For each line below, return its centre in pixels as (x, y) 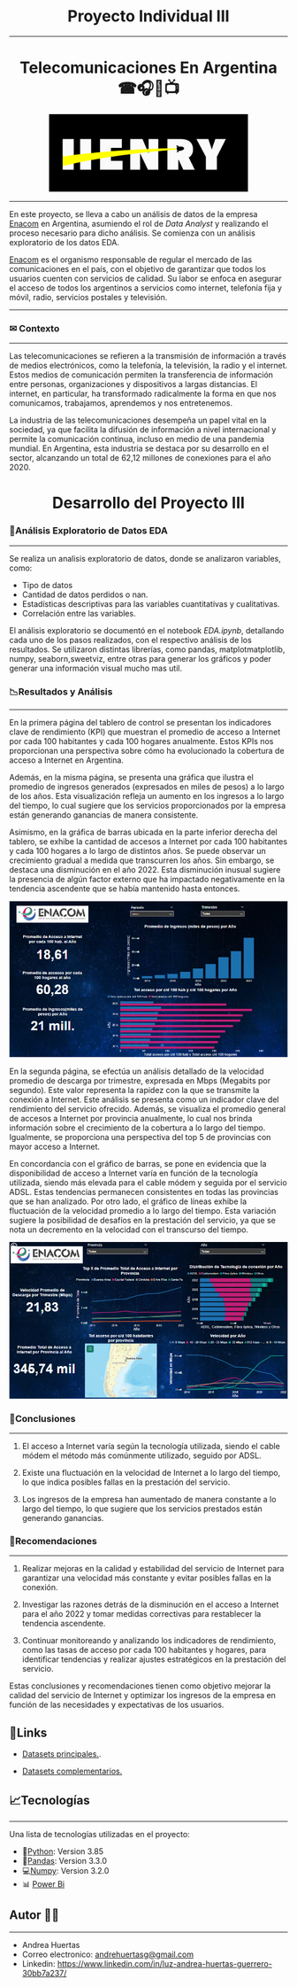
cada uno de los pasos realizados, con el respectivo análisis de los (130, 640)
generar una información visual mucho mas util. (96, 668)
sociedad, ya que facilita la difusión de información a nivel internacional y (143, 430)
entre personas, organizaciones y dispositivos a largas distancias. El (133, 384)
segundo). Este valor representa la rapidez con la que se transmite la (134, 1091)
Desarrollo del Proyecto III (148, 503)
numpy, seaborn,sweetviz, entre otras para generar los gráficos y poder (141, 658)
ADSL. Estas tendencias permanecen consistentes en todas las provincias (144, 1192)
